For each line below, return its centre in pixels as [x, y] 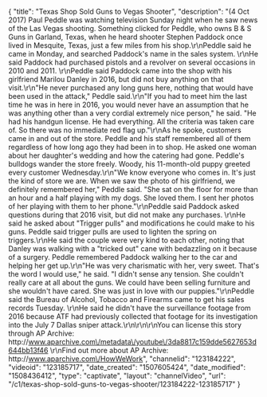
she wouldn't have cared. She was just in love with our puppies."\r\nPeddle [132, 291]
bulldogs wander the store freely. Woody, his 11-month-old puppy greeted [130, 164]
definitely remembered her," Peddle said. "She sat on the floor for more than [133, 189]
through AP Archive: [41, 333]
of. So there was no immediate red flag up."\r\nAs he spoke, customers [125, 130]
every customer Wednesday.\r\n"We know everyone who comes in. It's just [132, 172]
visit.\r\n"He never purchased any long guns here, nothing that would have [131, 88]
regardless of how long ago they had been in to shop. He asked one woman [133, 147]
